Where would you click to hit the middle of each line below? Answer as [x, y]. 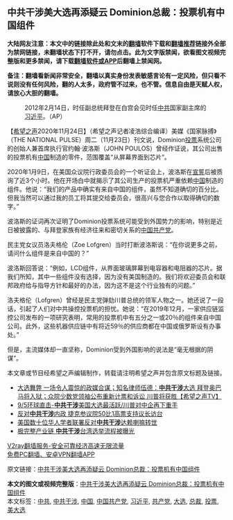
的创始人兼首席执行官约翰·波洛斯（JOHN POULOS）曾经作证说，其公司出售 [115, 148]
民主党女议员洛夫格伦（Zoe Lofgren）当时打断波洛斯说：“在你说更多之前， [114, 244]
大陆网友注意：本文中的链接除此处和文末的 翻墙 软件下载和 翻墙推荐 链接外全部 [116, 43]
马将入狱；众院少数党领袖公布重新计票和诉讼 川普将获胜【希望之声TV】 [119, 396]
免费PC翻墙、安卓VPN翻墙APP [51, 454]
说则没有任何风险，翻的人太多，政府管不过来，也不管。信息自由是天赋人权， [116, 84]
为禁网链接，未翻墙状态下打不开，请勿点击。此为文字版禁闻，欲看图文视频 [113, 52]
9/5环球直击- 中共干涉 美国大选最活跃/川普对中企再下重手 [97, 405]
